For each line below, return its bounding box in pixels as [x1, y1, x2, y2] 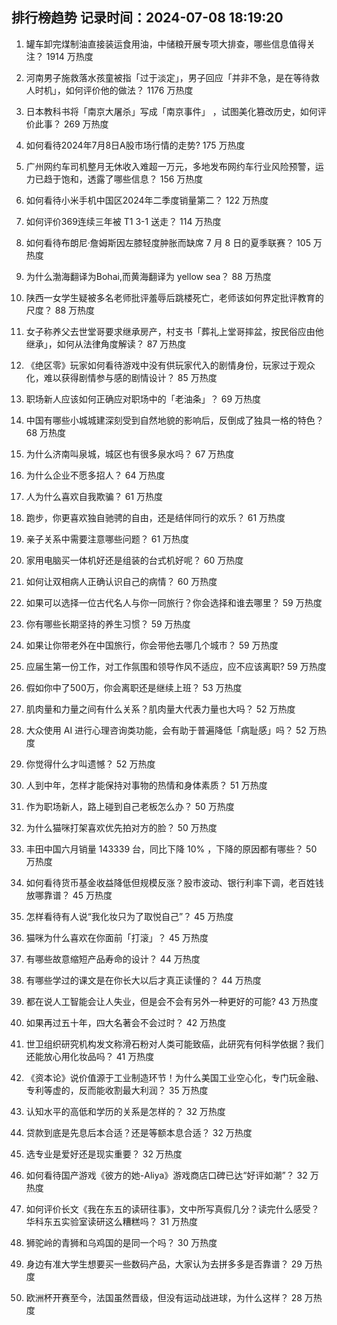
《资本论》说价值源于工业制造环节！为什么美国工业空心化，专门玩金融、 [25, 1071, 324, 1083]
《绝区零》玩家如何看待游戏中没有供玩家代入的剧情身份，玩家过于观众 [25, 359, 316, 371]
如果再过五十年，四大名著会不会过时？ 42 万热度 [25, 1016, 227, 1028]
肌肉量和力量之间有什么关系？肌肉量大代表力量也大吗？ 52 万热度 [25, 703, 296, 715]
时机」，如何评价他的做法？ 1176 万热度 [34, 84, 194, 96]
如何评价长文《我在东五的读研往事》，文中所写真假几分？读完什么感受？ [25, 1203, 320, 1215]
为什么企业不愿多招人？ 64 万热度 [25, 469, 166, 481]
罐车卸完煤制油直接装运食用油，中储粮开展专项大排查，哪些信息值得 [25, 38, 307, 50]
